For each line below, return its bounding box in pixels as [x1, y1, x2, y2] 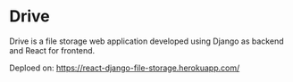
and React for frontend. [9, 45, 96, 55]
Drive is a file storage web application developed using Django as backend [9, 36, 284, 46]
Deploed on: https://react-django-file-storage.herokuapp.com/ [9, 62, 240, 73]
